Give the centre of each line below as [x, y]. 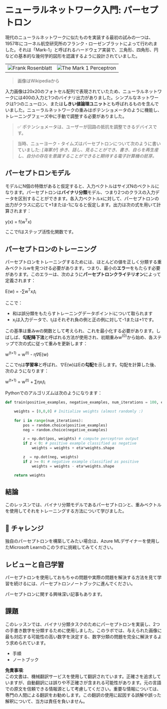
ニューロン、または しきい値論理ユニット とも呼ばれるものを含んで [91, 104]
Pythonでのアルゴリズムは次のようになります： [54, 393]
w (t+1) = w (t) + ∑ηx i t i [25, 382]
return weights [30, 475]
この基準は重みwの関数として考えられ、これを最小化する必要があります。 [81, 331]
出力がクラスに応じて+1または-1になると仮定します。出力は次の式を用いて [81, 205]
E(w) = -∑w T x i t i [21, 292]
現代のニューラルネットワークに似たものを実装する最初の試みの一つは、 [79, 37]
